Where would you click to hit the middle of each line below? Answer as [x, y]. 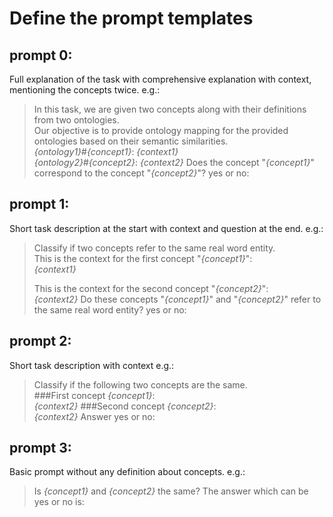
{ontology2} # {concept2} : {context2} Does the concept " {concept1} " [174, 162]
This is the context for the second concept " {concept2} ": [151, 288]
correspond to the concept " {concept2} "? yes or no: [141, 173]
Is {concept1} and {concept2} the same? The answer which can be [171, 491]
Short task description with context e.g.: [92, 365]
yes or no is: [59, 502]
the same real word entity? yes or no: [110, 309]
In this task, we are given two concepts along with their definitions [170, 109]
